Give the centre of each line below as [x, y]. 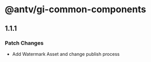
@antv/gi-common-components [75, 9]
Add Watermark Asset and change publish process [66, 54]
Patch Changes [24, 43]
